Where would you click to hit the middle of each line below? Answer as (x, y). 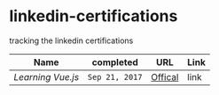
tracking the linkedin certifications (71, 40)
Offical (164, 77)
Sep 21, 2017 (115, 77)
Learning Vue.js (47, 77)
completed (115, 62)
